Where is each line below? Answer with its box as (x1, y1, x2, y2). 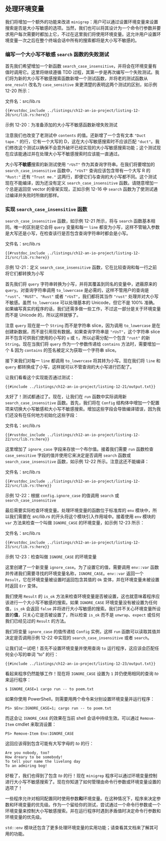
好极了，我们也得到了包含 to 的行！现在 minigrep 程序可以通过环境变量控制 (5, 773, 157, 779)
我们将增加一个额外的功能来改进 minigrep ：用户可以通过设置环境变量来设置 (5, 19, 159, 25)
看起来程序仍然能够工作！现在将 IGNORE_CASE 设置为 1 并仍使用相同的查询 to (5, 671, 159, 677)
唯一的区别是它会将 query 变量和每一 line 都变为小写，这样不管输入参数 (13, 224, 160, 230)
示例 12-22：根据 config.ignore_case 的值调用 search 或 (5, 493, 120, 499)
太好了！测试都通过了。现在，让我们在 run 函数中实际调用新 (5, 394, 127, 400)
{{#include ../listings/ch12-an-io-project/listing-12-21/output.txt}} (5, 384, 156, 389)
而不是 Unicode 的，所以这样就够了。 (5, 312, 82, 318)
